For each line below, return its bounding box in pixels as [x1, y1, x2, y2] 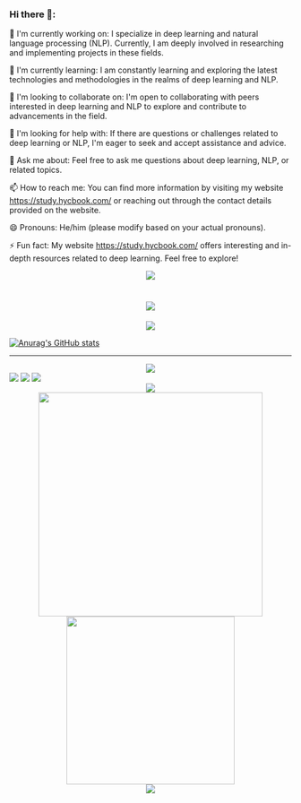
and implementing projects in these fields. [9, 47, 164, 58]
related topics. [9, 165, 63, 176]
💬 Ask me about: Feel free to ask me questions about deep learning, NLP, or [9, 155, 289, 166]
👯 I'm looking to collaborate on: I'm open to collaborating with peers [9, 91, 260, 102]
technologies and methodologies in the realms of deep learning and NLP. [9, 74, 279, 85]
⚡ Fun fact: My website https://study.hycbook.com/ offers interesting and [9, 240, 279, 251]
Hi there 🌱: [9, 8, 56, 21]
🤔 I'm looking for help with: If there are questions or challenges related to [9, 128, 279, 139]
